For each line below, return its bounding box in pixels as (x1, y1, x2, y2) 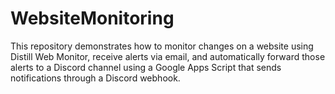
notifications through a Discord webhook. (10, 72, 181, 84)
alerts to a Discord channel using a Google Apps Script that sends (10, 61, 282, 73)
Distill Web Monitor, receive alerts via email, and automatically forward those (10, 50, 326, 62)
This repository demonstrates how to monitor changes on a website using (10, 40, 314, 52)
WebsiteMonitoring (10, 7, 175, 30)
